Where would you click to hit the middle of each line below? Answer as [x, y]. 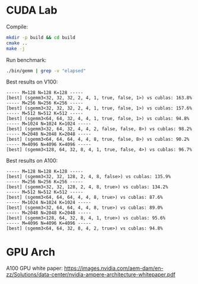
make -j [16, 49]
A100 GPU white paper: [35, 268]
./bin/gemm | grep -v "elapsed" [46, 71]
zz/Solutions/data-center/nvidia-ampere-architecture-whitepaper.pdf [91, 275]
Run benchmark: [26, 60]
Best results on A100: [32, 161]
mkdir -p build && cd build [41, 37]
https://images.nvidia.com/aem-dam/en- [114, 268]
